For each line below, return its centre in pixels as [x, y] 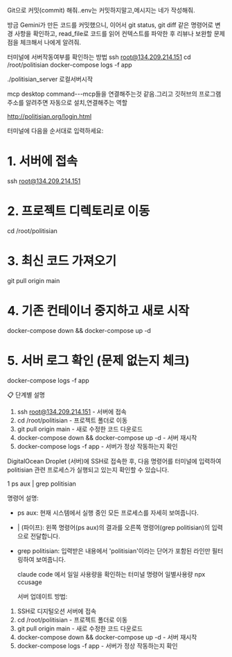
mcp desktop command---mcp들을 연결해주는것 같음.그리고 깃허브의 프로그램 [114, 94]
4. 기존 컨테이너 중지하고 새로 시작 [98, 311]
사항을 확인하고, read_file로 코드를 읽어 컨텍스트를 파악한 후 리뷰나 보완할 [113, 34]
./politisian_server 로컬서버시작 [50, 79]
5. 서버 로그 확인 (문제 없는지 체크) [99, 360]
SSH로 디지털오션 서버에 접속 [57, 611]
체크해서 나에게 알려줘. [51, 42]
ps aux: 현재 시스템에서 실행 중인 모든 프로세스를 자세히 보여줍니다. [108, 513]
